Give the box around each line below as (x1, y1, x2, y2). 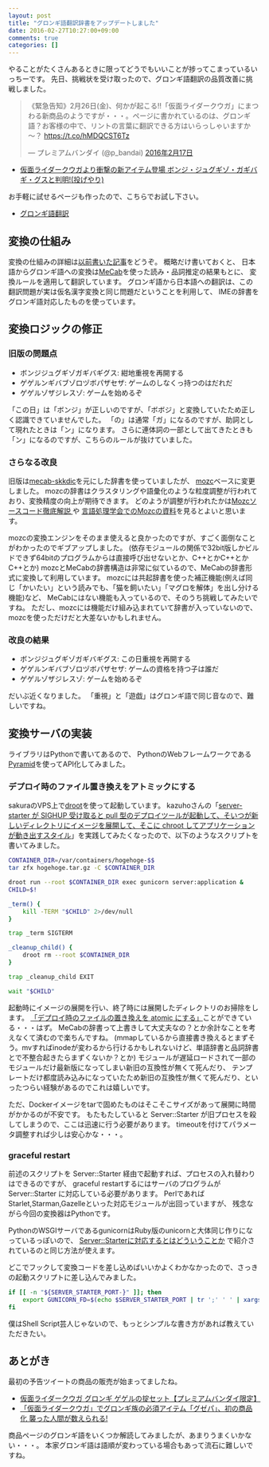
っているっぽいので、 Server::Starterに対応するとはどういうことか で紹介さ (8, 1236, 255, 1245)
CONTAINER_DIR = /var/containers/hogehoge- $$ (8, 856, 155, 865)
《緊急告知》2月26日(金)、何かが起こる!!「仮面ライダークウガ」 (27, 101, 239, 111)
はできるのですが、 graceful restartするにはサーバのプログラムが (8, 1179, 221, 1188)
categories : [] (8, 41, 59, 49)
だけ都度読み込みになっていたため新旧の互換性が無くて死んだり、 (29, 1072, 245, 1082)
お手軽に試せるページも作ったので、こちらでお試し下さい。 (8, 192, 203, 202)
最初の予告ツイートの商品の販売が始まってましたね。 (8, 1377, 182, 1386)
